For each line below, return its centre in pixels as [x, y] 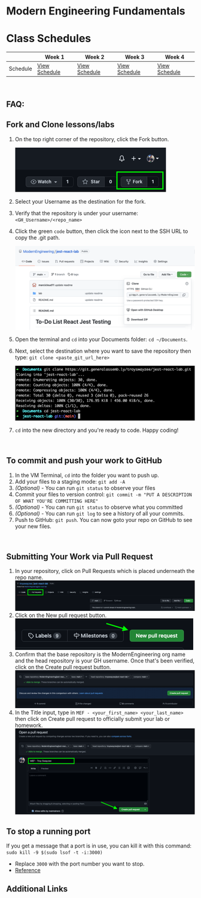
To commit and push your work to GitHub [84, 461]
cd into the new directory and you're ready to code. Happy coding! [97, 430]
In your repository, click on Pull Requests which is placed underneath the [105, 571]
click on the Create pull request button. [63, 667]
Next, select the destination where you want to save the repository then [103, 351]
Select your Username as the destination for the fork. [80, 201]
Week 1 [54, 57]
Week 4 [175, 57]
